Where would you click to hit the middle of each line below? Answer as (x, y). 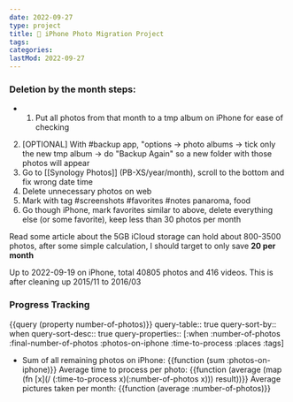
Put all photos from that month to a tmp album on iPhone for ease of (159, 118)
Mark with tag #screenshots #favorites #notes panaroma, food (136, 201)
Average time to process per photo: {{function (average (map (170, 369)
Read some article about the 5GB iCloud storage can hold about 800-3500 (145, 237)
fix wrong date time (58, 182)
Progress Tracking (50, 305)
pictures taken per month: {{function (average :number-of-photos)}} (146, 388)
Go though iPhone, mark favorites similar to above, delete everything (147, 210)
